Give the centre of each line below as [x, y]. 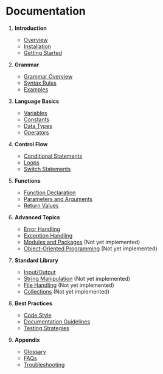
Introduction [30, 28]
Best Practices [33, 303]
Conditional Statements [53, 156]
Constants [36, 119]
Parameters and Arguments [58, 199]
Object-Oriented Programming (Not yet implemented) [90, 249]
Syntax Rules [40, 83]
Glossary [35, 351]
